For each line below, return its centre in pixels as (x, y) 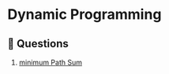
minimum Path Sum (50, 62)
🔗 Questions (38, 44)
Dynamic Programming (84, 15)
